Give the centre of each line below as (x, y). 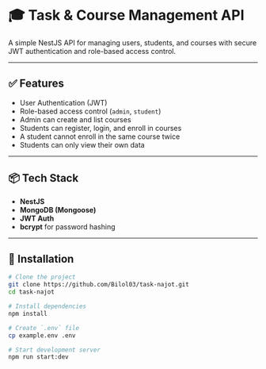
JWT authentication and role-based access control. (92, 51)
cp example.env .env (42, 335)
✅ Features (36, 84)
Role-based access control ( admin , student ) (90, 111)
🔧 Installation (41, 259)
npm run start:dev (38, 357)
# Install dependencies (47, 306)
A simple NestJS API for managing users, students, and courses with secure (133, 42)
